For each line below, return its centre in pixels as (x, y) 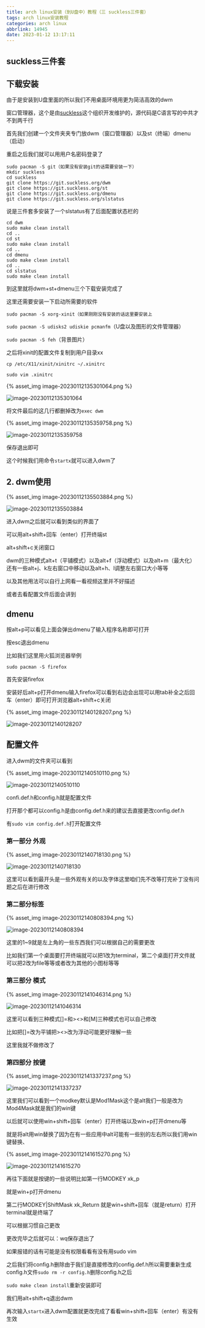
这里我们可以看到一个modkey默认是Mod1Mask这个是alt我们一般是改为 (95, 1100)
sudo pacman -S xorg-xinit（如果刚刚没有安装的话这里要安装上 (80, 314)
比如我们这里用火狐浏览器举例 (44, 655)
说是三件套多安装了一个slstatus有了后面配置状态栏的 (73, 211)
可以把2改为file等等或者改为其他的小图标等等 (63, 963)
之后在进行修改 (30, 887)
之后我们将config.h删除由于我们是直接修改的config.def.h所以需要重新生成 (99, 1264)
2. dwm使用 (29, 482)
